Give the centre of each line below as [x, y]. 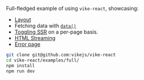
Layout [23, 19]
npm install [20, 66]
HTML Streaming [35, 38]
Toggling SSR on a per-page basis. [56, 32]
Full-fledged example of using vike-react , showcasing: [72, 8]
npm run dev [20, 71]
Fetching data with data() [45, 26]
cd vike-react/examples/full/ [43, 60]
